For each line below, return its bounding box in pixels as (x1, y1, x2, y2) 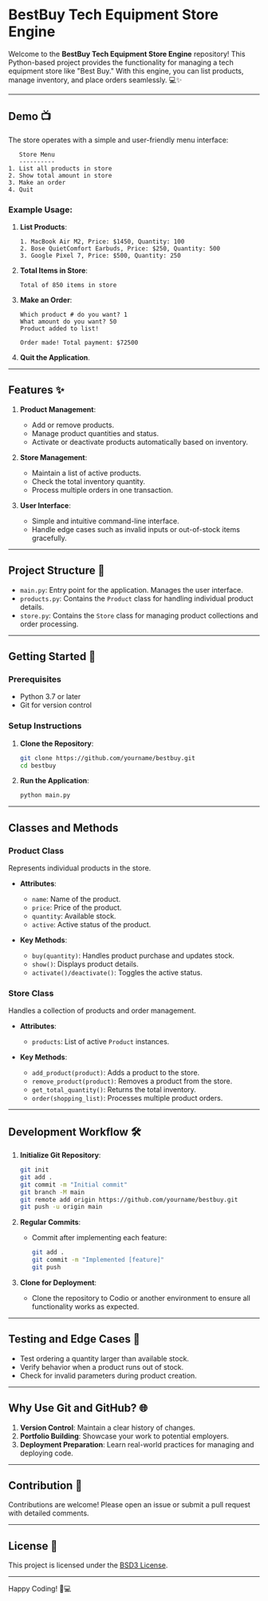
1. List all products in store (8, 164, 112, 173)
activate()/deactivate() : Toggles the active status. (31, 967, 203, 977)
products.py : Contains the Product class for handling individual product (19, 594, 254, 603)
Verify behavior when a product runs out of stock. (19, 1362, 184, 1371)
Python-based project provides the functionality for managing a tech (8, 58, 234, 67)
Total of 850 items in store (19, 282, 117, 290)
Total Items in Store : (19, 266, 88, 275)
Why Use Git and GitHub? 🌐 (8, 1402, 148, 1415)
